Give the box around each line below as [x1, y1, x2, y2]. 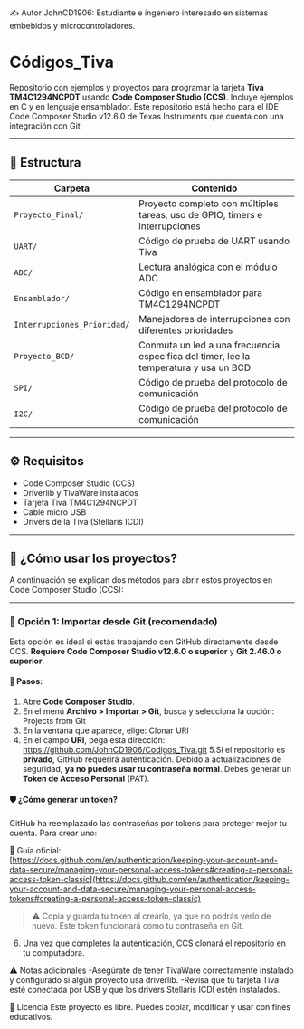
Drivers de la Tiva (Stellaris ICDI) [22, 516, 145, 527]
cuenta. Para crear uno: [9, 827, 98, 839]
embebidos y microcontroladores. [9, 21, 136, 31]
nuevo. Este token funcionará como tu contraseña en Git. [31, 920, 244, 931]
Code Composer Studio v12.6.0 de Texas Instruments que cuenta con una [9, 110, 284, 121]
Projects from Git [22, 715, 86, 726]
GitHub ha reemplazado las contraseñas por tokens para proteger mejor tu [9, 818, 288, 829]
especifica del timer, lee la [138, 349, 251, 362]
